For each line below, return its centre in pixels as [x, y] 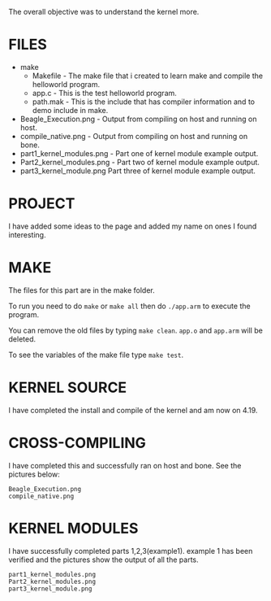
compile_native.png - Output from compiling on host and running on [134, 136]
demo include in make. [70, 110]
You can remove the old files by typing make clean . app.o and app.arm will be [136, 330]
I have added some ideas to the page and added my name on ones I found [133, 226]
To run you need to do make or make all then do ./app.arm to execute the [129, 306]
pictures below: [34, 474]
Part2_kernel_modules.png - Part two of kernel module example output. [140, 162]
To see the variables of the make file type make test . [96, 355]
